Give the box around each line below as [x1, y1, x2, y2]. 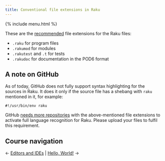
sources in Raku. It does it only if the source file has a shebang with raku [5, 89, 153, 95]
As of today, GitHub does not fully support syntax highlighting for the [5, 83, 145, 89]
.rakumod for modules [12, 45, 56, 51]
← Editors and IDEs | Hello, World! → [5, 150, 79, 156]
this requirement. [5, 122, 40, 129]
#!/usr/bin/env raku [5, 104, 48, 108]
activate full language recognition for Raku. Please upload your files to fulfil [5, 117, 158, 123]
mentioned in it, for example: [5, 94, 63, 100]
